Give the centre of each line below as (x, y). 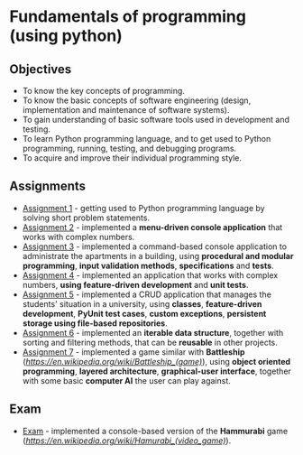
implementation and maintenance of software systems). (126, 110)
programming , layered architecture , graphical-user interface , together (156, 371)
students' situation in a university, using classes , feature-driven (142, 303)
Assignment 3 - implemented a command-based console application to (154, 246)
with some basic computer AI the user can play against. (127, 380)
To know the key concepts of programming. (103, 91)
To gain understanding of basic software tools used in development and (156, 120)
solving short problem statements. (86, 218)
